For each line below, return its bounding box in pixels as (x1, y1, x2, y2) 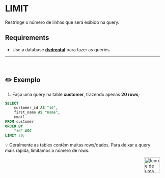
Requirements (5, 34, 49, 42)
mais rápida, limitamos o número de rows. (5, 147, 90, 153)
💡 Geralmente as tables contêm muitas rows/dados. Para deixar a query (5, 142, 151, 148)
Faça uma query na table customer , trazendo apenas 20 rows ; (12, 91, 140, 97)
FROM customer (5, 119, 34, 124)
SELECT (5, 101, 19, 106)
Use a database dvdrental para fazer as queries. (12, 46, 111, 52)
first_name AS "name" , (14, 110, 60, 115)
